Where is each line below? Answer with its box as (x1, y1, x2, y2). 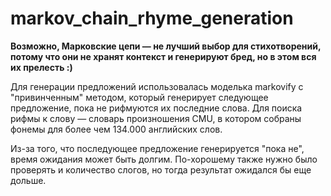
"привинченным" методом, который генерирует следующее (10, 91, 269, 103)
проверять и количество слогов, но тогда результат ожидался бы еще (10, 163, 312, 176)
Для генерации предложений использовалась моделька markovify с (10, 80, 304, 92)
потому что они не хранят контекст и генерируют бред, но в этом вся (10, 50, 317, 62)
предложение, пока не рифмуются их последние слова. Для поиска (10, 102, 303, 114)
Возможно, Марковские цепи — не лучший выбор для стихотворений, (10, 40, 322, 52)
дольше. (10, 174, 47, 186)
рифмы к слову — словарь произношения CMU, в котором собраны (10, 112, 302, 124)
